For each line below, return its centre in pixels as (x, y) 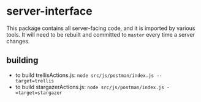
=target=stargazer (39, 93)
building (22, 60)
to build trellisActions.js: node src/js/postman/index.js (85, 75)
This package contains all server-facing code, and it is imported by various (101, 28)
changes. (18, 41)
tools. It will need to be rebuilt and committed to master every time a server (100, 34)
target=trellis (35, 81)
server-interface (50, 11)
